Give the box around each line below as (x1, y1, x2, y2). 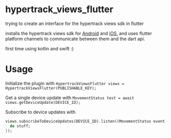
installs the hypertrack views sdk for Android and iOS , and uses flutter (5, 30, 152, 36)
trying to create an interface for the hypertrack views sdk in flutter (5, 20, 144, 26)
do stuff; (10, 123, 31, 128)
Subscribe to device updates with (5, 108, 76, 115)
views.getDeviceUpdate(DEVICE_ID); (5, 100, 81, 105)
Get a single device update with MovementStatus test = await (5, 94, 134, 100)
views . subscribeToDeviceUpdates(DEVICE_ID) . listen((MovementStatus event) (5, 119, 167, 124)
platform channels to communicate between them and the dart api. (5, 36, 146, 42)
